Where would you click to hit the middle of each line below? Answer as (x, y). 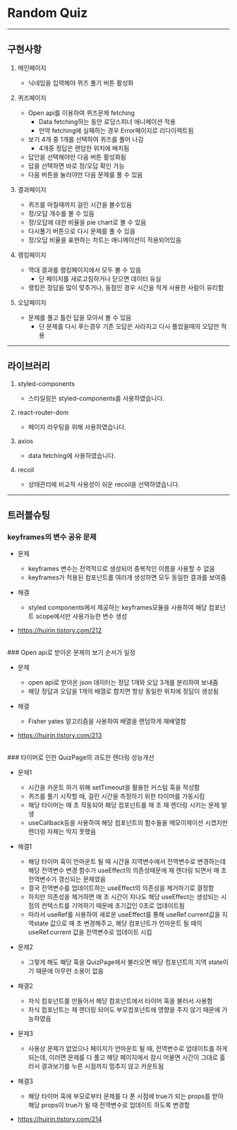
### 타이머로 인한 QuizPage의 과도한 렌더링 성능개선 (81, 757)
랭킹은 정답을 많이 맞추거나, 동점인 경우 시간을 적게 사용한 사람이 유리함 (126, 287)
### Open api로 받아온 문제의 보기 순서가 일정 (72, 653)
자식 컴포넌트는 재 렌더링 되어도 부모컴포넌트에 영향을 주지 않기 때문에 (124, 1010)
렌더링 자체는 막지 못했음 (62, 831)
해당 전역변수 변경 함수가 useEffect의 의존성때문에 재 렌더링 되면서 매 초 (127, 870)
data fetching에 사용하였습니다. (72, 455)
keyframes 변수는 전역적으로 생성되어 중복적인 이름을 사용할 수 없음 (121, 569)
